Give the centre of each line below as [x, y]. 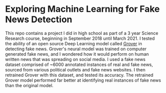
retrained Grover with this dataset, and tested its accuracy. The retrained [79, 75]
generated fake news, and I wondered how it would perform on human [77, 54]
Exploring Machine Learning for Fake [83, 9]
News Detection [39, 19]
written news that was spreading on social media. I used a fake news [75, 59]
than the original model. [29, 85]
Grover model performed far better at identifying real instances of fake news [83, 80]
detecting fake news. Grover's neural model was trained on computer [76, 49]
